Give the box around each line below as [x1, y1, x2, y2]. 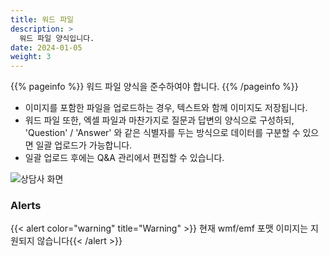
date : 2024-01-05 [10, 42, 83, 53]
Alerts [10, 199, 42, 213]
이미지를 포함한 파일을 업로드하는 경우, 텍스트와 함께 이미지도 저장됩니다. [24, 102, 308, 114]
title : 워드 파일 [10, 14, 75, 25]
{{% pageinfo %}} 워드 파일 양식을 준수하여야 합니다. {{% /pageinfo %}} [10, 81, 299, 93]
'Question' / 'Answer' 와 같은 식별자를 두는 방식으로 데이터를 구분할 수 [24, 127, 301, 139]
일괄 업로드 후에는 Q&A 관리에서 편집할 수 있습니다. [24, 152, 225, 164]
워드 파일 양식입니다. [19, 33, 95, 43]
